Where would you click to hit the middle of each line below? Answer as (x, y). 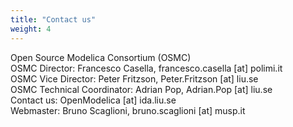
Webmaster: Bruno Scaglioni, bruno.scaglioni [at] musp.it (128, 110)
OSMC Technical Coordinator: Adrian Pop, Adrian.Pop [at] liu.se (141, 89)
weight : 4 (31, 29)
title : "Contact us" (53, 19)
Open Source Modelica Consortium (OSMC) (101, 57)
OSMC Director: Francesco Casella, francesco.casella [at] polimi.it (146, 68)
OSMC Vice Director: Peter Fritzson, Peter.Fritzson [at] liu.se (134, 78)
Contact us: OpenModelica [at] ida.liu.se (93, 100)
